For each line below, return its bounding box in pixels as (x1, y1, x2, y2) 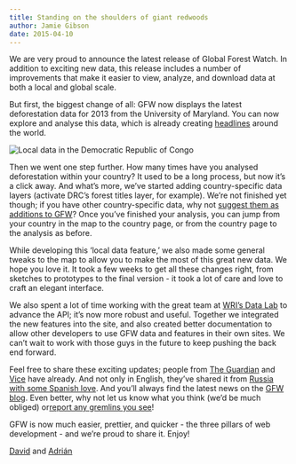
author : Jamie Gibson (9, 21, 90, 30)
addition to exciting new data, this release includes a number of (9, 63, 242, 74)
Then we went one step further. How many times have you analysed (9, 161, 259, 173)
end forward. (9, 347, 57, 358)
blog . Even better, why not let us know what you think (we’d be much (9, 392, 261, 404)
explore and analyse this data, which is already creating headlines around (9, 118, 278, 129)
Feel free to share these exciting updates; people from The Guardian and (9, 365, 276, 375)
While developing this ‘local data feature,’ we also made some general (9, 245, 265, 256)
